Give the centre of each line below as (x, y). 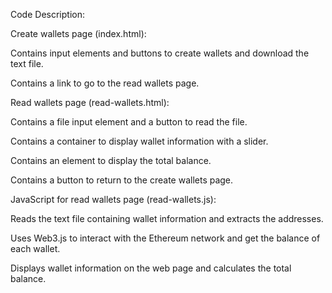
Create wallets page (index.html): (78, 33)
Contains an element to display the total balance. (111, 160)
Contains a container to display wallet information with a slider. (139, 141)
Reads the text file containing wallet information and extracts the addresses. (167, 218)
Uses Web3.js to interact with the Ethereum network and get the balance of (165, 238)
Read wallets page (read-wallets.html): (90, 102)
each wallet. (35, 248)
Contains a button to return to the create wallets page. (122, 180)
